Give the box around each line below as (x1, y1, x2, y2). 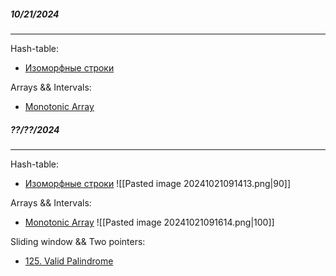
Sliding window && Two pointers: (10, 235, 146, 247)
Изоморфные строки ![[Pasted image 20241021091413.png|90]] (24, 177, 292, 189)
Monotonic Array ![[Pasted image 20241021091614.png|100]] (24, 216, 275, 228)
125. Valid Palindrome (24, 255, 114, 267)
